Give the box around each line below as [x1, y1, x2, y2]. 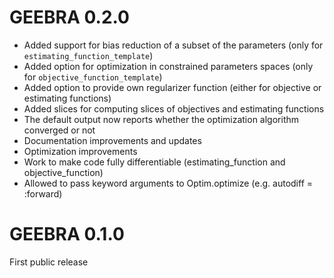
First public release [9, 256, 89, 268]
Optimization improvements [23, 145, 138, 157]
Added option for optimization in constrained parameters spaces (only [23, 60, 314, 72]
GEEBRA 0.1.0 [9, 223, 125, 246]
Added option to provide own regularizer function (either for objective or [23, 81, 322, 93]
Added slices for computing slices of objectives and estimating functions [23, 102, 325, 115]
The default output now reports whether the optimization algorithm [23, 113, 300, 125]
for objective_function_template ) [23, 71, 163, 83]
